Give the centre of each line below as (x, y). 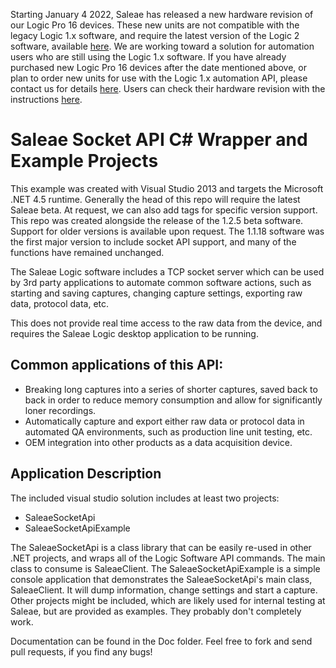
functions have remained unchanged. (87, 252)
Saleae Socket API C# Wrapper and (159, 140)
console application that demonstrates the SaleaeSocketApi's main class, (161, 579)
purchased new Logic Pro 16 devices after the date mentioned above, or (158, 67)
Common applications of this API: (117, 365)
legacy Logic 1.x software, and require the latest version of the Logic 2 (155, 35)
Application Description (86, 474)
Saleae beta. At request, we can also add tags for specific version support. (164, 210)
